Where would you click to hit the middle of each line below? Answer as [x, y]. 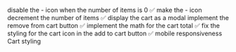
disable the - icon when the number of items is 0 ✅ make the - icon [105, 10]
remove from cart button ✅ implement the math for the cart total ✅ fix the [114, 26]
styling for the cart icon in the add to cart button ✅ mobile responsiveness [115, 33]
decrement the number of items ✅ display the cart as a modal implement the [118, 18]
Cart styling [24, 41]
